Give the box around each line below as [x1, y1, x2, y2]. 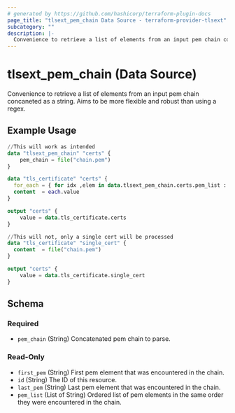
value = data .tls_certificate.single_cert [20, 272, 145, 279]
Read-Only [7, 352, 45, 362]
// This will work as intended [7, 143, 96, 150]
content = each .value [13, 188, 80, 196]
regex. [7, 104, 26, 113]
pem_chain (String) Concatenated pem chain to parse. [17, 335, 171, 343]
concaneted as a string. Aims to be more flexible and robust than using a [7, 97, 217, 106]
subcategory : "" [7, 23, 55, 30]
